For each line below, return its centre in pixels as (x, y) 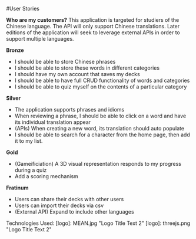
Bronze (15, 50)
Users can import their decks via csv (59, 205)
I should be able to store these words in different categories (87, 68)
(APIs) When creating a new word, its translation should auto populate (99, 128)
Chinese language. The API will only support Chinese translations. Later (93, 26)
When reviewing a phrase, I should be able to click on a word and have (100, 116)
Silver (14, 98)
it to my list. (29, 141)
